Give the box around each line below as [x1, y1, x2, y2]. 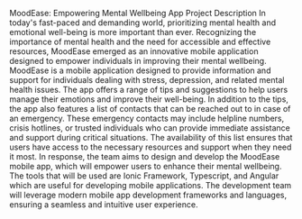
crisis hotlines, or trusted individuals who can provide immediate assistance [9, 123, 291, 133]
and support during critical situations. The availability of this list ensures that [9, 132, 293, 142]
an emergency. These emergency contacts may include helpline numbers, [9, 113, 285, 123]
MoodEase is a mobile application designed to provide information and [9, 65, 271, 76]
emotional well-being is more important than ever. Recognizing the [9, 27, 257, 37]
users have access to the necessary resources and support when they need [9, 141, 292, 152]
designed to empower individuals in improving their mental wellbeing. [9, 56, 268, 66]
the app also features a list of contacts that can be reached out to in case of [9, 104, 291, 114]
